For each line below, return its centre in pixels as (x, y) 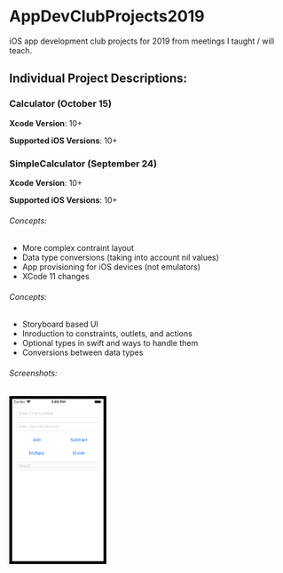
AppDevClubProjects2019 (107, 16)
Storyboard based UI (60, 324)
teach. (21, 50)
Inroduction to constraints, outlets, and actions (107, 334)
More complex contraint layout (78, 248)
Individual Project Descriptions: (98, 79)
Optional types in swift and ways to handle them (110, 343)
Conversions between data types (83, 352)
